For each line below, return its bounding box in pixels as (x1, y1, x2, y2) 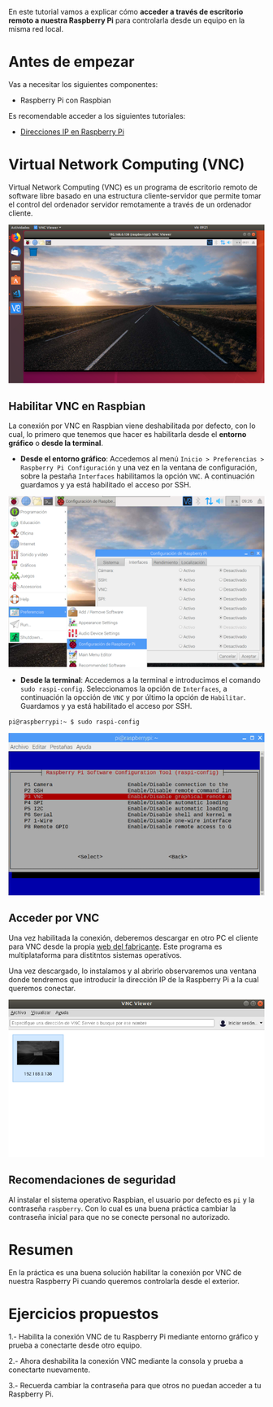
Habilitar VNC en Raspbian (8, 399, 146, 413)
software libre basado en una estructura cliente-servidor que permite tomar (8, 190, 262, 200)
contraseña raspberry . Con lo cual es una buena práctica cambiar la (8, 1204, 236, 1213)
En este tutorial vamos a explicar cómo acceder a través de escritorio (8, 7, 244, 16)
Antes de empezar (8, 53, 135, 72)
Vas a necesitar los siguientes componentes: (8, 79, 158, 89)
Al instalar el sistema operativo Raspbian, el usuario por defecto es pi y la (8, 1195, 255, 1204)
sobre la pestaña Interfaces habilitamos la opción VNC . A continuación (19, 471, 255, 481)
